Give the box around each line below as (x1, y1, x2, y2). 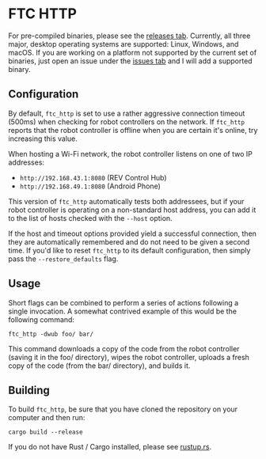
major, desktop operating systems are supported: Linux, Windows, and (8, 39, 239, 48)
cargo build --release (8, 428, 83, 436)
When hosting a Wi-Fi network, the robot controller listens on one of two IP (8, 149, 253, 158)
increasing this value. (8, 134, 78, 143)
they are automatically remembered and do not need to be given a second (8, 237, 250, 246)
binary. (8, 64, 31, 74)
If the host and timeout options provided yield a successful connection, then (8, 229, 257, 238)
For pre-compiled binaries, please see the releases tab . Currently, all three (8, 31, 251, 40)
